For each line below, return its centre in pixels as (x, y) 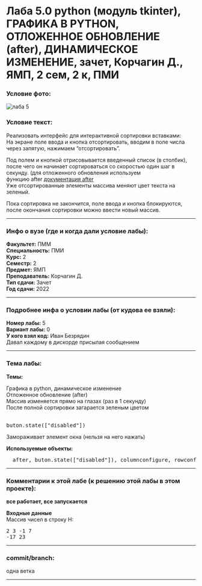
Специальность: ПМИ (35, 251)
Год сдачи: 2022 (28, 289)
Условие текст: (29, 123)
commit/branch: (30, 558)
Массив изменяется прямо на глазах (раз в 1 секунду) (76, 401)
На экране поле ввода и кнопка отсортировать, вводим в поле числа (96, 142)
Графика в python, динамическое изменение (64, 388)
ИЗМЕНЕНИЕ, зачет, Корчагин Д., (95, 62)
